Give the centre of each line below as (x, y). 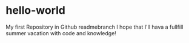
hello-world (36, 10)
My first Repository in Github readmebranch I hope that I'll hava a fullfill (94, 27)
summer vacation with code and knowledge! (61, 33)
